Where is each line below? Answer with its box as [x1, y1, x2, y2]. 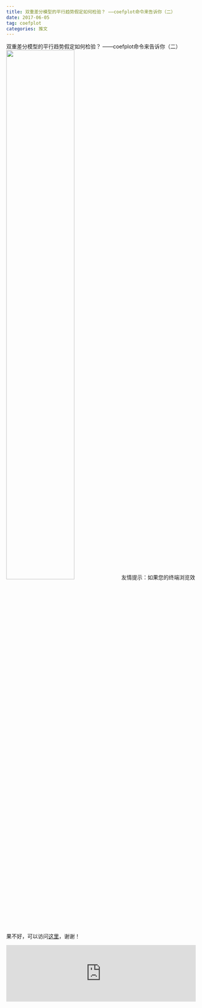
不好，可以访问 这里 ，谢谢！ [11, 933, 80, 940]
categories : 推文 [6, 25, 48, 32]
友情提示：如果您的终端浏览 [121, 574, 191, 581]
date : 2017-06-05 [6, 14, 50, 21]
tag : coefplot [6, 20, 42, 26]
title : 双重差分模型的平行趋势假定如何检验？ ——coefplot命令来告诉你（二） [6, 8, 176, 15]
